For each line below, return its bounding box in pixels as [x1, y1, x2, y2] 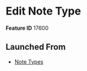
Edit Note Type [5, 4, 82, 18]
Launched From [5, 42, 66, 52]
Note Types [14, 58, 43, 65]
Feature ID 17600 [5, 24, 49, 32]
